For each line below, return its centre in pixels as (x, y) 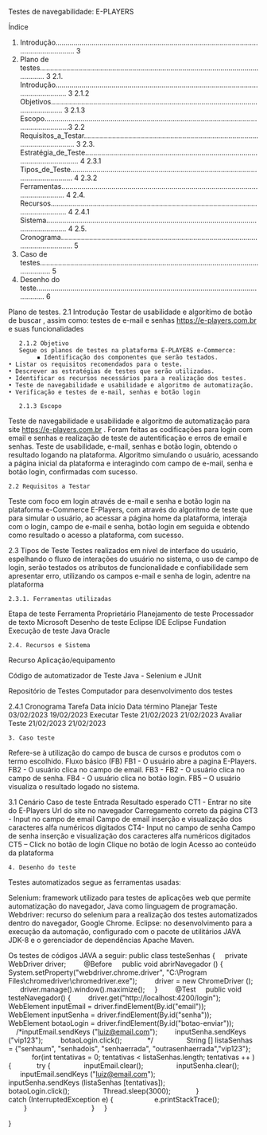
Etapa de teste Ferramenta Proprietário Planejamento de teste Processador (131, 614)
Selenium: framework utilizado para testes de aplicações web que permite (130, 897)
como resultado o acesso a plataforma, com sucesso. (96, 535)
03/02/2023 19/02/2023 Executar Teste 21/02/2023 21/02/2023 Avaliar (125, 715)
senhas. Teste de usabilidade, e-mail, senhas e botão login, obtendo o (123, 446)
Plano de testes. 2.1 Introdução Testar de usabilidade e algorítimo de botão (130, 312)
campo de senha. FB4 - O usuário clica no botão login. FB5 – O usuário (124, 778)
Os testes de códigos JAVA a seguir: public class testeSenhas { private (128, 955)
